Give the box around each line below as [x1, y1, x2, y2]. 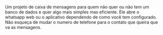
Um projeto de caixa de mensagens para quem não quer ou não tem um [5, 4, 149, 10]
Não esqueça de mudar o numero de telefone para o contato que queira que [5, 19, 158, 25]
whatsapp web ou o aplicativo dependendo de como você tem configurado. [5, 14, 157, 20]
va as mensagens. [5, 24, 42, 30]
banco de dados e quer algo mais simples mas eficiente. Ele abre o [5, 9, 140, 15]
